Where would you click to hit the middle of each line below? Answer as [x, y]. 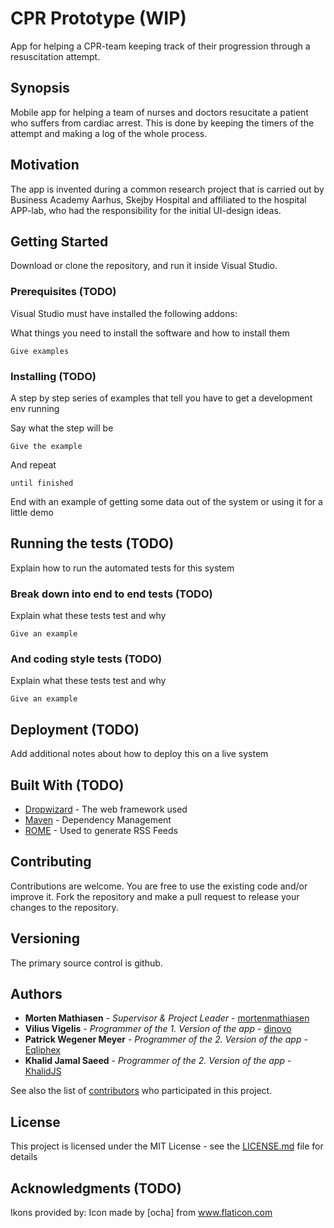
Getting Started [59, 241]
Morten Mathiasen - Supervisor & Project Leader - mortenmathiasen [167, 1018]
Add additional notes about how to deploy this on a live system [139, 754]
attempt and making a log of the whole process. [109, 133]
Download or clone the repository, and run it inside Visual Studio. [144, 266]
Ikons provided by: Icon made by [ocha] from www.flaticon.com [141, 1213]
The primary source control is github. [86, 963]
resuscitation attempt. [55, 56]
